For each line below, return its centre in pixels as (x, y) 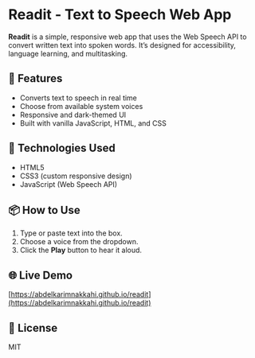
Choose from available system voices (81, 106)
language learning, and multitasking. (68, 53)
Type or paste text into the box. (71, 233)
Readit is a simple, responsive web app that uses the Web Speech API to (127, 37)
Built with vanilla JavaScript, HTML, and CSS (93, 123)
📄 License (33, 328)
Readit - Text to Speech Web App (120, 15)
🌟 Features (35, 78)
